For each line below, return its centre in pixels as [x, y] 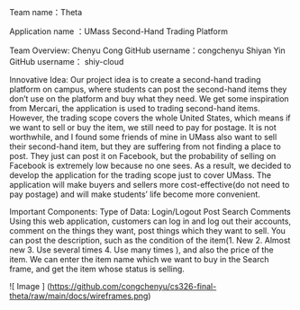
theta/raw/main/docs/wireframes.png [79, 296]
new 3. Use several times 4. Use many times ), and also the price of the [141, 250]
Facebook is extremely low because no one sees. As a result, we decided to [150, 165]
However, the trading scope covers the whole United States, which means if [150, 118]
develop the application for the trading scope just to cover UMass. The [141, 175]
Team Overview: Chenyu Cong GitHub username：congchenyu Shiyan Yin [147, 50]
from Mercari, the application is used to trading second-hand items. [135, 108]
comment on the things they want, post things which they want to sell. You [148, 230]
